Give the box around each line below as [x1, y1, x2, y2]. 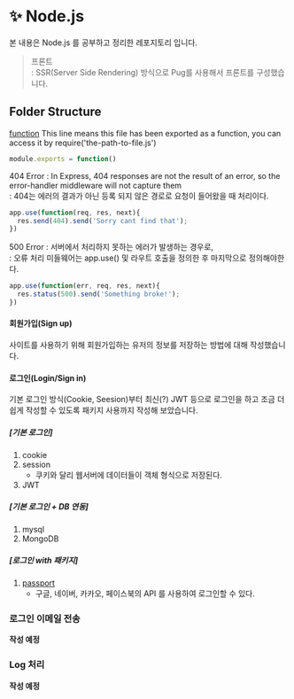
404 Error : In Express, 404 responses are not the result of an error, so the [9, 170, 281, 181]
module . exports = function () [9, 154, 117, 163]
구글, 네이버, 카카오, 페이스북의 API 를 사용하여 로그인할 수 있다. [35, 588, 255, 599]
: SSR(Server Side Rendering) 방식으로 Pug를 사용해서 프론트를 [30, 66, 255, 77]
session [21, 459, 51, 470]
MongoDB [21, 533, 59, 544]
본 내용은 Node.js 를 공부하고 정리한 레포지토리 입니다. [9, 37, 197, 48]
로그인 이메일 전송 [9, 613, 81, 625]
